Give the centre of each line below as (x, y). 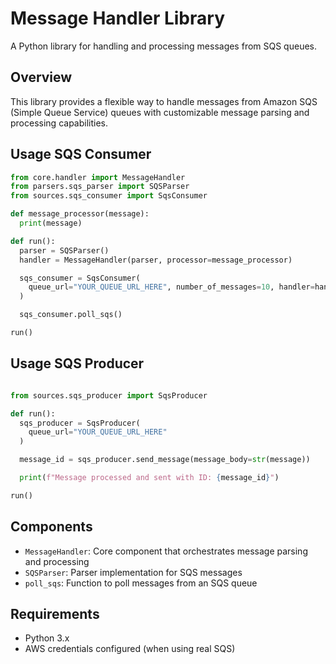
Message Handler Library (117, 18)
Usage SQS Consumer (81, 154)
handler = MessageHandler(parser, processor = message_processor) (156, 260)
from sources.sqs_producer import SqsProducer (109, 395)
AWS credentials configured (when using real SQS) (130, 649)
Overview (41, 77)
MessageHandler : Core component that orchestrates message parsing (166, 551)
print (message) (51, 223)
